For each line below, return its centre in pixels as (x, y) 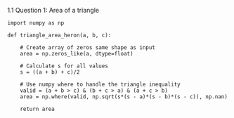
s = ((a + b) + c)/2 (50, 72)
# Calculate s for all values (64, 66)
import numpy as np (36, 23)
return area (37, 109)
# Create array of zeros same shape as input (88, 48)
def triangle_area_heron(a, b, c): (59, 35)
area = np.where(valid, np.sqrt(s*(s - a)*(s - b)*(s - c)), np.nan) (124, 97)
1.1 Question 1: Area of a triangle (53, 10)
